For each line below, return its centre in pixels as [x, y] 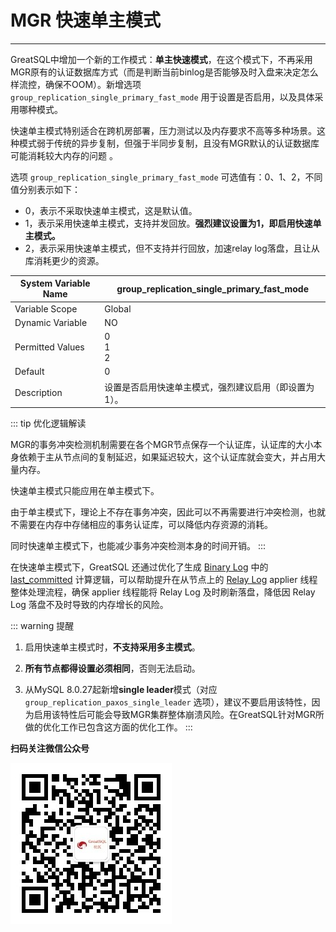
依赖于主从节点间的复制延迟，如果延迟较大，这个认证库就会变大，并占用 [167, 457]
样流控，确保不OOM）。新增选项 [76, 84]
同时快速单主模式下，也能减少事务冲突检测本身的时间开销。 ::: [138, 546]
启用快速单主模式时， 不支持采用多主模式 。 [112, 647]
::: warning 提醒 [42, 626]
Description [38, 393]
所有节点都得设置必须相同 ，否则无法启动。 [112, 668]
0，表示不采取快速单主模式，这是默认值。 [111, 210]
